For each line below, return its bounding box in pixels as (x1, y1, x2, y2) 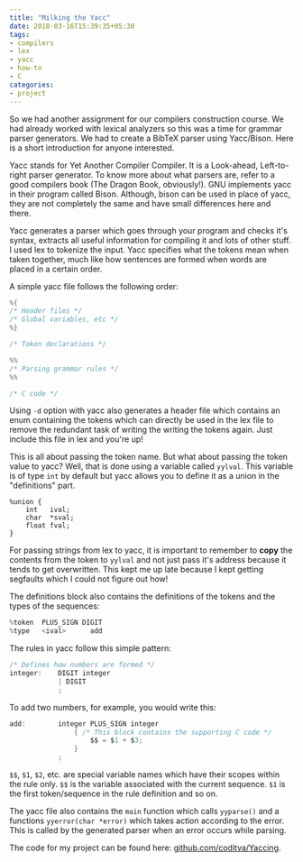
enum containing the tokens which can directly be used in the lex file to (9, 415, 274, 426)
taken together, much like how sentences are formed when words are (9, 253, 268, 264)
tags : (9, 30, 30, 39)
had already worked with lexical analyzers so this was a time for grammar (9, 123, 282, 133)
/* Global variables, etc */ (9, 315, 119, 325)
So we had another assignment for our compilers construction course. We (9, 114, 284, 124)
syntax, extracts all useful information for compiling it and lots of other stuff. (9, 234, 291, 245)
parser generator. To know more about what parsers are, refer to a (28, 169, 275, 180)
